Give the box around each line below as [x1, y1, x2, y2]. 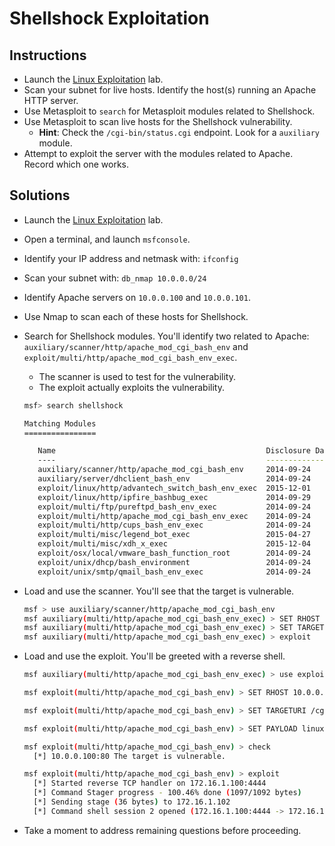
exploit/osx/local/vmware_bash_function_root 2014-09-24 [37, 548, 311, 559]
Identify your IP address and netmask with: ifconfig [23, 252, 239, 264]
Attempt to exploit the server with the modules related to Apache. [23, 148, 294, 159]
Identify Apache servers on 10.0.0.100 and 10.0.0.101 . [23, 291, 251, 303]
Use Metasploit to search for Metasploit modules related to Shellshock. [23, 105, 316, 117]
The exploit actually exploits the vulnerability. [38, 381, 225, 393]
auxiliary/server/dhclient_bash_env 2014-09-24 [37, 474, 311, 484]
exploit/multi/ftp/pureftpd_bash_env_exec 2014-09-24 [37, 502, 311, 512]
